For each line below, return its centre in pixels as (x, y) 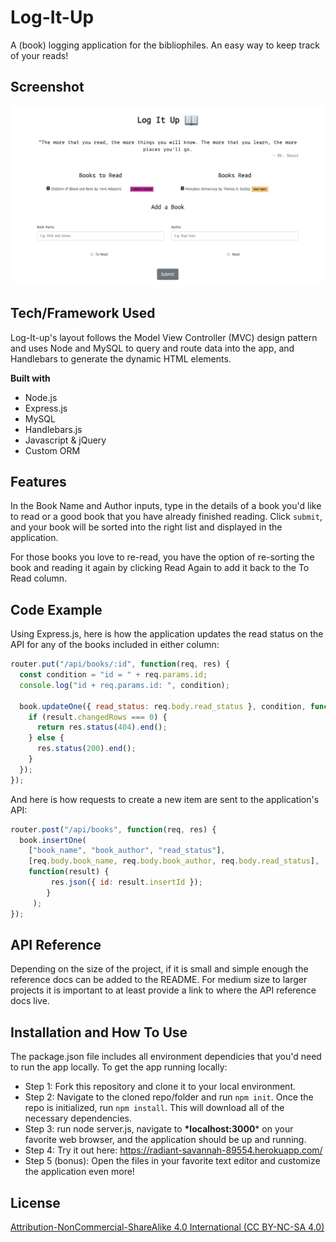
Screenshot (47, 87)
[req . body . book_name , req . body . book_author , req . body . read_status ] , (174, 861)
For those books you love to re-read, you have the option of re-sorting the (162, 557)
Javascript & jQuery (65, 440)
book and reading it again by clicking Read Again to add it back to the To (160, 568)
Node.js (41, 397)
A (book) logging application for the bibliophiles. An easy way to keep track (165, 45)
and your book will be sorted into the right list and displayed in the (146, 527)
